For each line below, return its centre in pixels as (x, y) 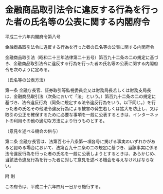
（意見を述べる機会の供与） (33, 131)
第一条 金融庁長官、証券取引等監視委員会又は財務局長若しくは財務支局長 (78, 90)
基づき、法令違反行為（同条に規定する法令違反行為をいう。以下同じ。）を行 (81, 102)
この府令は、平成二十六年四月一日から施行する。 (54, 186)
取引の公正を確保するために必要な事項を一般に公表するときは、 (69, 115)
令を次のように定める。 (28, 69)
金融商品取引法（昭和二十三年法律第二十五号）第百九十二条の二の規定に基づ (82, 57)
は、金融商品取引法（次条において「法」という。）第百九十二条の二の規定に (81, 96)
